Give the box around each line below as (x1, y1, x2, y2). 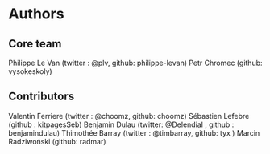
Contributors (8, 90, 75, 103)
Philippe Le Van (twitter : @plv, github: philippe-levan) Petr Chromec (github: (8, 58, 264, 67)
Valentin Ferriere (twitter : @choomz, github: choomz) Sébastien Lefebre (8, 111, 250, 120)
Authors (8, 5, 64, 23)
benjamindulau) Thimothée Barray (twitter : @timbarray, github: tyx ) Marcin (8, 128, 260, 137)
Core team (8, 37, 62, 51)
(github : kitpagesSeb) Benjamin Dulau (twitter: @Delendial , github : (8, 120, 235, 129)
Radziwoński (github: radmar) (8, 136, 106, 146)
